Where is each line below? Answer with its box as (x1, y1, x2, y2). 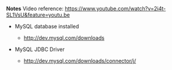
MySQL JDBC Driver (14, 46, 65, 53)
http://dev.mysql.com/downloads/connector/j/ (23, 58, 136, 64)
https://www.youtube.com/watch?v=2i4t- (65, 5, 166, 12)
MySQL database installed (14, 23, 79, 30)
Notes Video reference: (6, 5, 64, 12)
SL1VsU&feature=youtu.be (6, 11, 70, 18)
